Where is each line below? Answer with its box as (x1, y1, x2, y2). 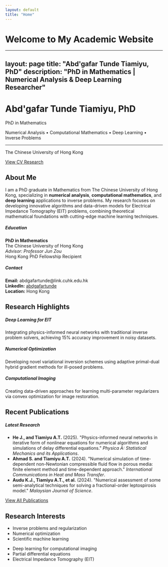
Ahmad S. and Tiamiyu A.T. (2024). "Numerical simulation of (12, 456, 139, 462)
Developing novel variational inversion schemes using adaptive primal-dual (5, 359, 160, 365)
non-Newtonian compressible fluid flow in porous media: (36, 461, 153, 467)
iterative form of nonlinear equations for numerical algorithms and (12, 440, 148, 446)
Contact (5, 265, 22, 271)
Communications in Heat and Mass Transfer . (12, 472, 105, 478)
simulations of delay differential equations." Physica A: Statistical (12, 445, 146, 451)
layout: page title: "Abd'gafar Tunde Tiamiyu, (5, 60, 149, 68)
